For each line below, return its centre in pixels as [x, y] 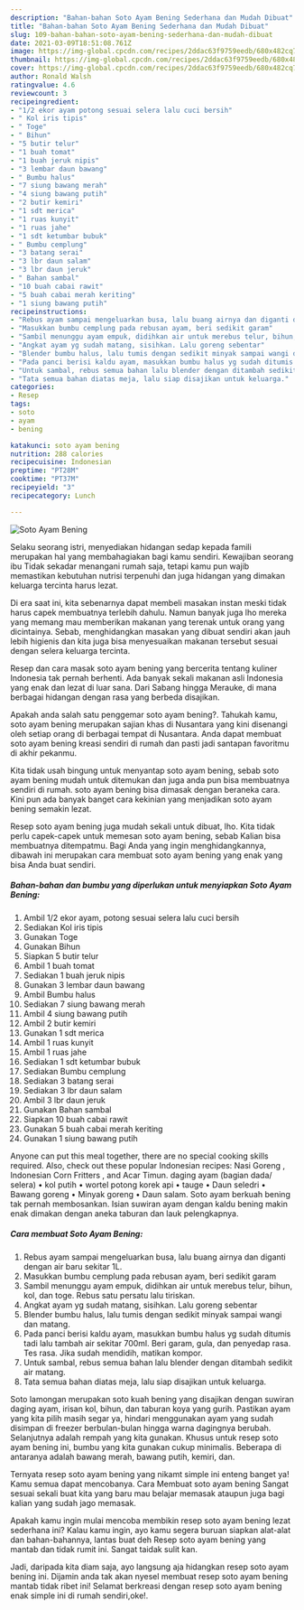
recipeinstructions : [49, 312]
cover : [23, 69]
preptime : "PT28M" [45, 470]
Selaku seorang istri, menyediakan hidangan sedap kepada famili [131, 546]
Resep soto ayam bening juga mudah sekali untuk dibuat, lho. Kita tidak [143, 826]
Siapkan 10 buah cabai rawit [76, 1119]
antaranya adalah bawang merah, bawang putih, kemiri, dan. [123, 1456]
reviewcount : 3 [39, 93]
